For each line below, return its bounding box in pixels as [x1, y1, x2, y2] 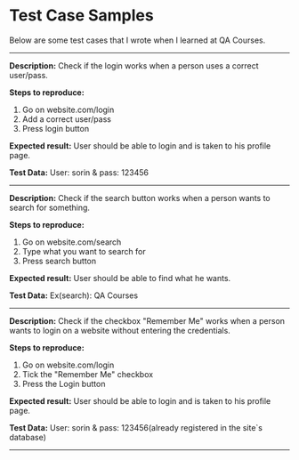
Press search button [21, 255, 96, 266]
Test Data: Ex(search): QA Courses [9, 290, 139, 301]
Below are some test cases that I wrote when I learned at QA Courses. [9, 35, 266, 45]
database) [9, 432, 47, 442]
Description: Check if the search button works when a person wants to [9, 192, 271, 203]
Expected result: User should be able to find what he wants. [9, 272, 231, 283]
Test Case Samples [9, 5, 154, 26]
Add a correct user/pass [21, 113, 111, 125]
